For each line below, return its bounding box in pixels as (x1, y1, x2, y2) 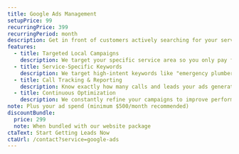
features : (7, 43, 37, 50)
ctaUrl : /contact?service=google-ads (7, 136, 119, 143)
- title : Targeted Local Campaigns (14, 50, 119, 57)
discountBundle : (7, 109, 55, 116)
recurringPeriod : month (7, 30, 78, 38)
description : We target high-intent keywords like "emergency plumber (20, 70, 234, 77)
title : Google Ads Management (7, 10, 97, 18)
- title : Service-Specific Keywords (14, 63, 122, 70)
